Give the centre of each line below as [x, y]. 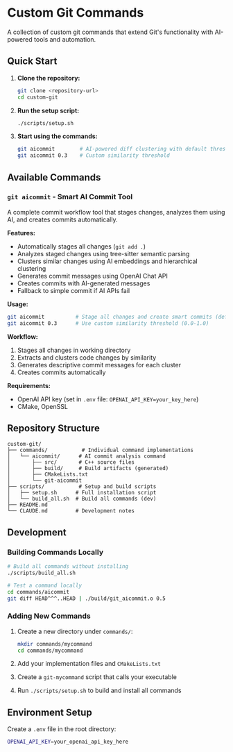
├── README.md [28, 505]
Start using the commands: [58, 136]
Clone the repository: [49, 78]
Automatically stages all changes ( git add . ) [81, 246]
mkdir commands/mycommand [54, 644]
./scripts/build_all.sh [42, 573]
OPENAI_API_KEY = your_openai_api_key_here [68, 742]
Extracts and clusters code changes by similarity [87, 357]
